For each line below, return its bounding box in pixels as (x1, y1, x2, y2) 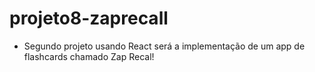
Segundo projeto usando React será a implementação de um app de (23, 40, 306, 52)
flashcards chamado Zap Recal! (23, 50, 155, 62)
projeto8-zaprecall (9, 7, 169, 30)
